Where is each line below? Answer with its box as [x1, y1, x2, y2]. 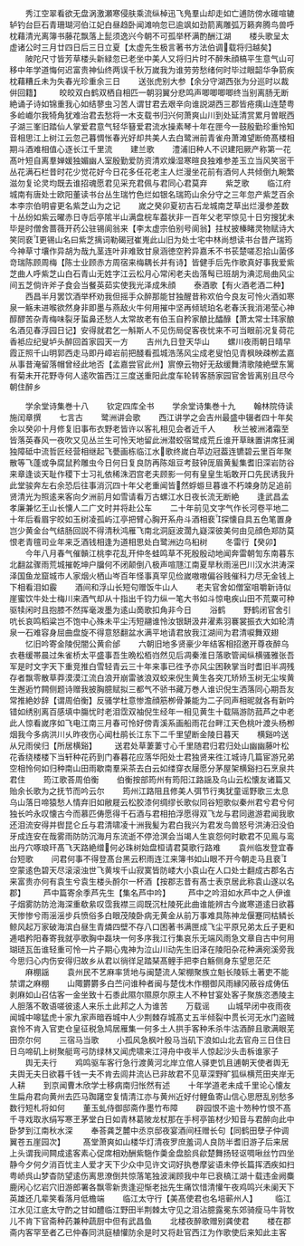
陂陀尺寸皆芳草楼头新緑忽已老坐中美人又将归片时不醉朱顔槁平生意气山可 [24, 53, 295, 63]
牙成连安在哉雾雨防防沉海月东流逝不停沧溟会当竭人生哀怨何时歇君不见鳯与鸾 [9, 831, 295, 841]
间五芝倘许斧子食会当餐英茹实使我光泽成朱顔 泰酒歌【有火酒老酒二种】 [9, 280, 290, 290]
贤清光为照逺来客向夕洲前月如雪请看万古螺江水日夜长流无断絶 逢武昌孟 [9, 492, 290, 502]
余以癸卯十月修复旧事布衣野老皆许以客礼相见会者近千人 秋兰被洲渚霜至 [9, 424, 290, 434]
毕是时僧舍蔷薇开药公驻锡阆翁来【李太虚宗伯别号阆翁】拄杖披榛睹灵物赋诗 [9, 223, 287, 234]
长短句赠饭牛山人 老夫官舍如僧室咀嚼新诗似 [114, 582, 291, 592]
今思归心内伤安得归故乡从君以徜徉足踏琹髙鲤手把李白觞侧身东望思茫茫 [9, 955, 271, 966]
